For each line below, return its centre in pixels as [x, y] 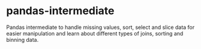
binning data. [22, 40]
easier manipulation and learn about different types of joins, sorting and [95, 33]
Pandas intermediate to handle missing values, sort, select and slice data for [100, 27]
